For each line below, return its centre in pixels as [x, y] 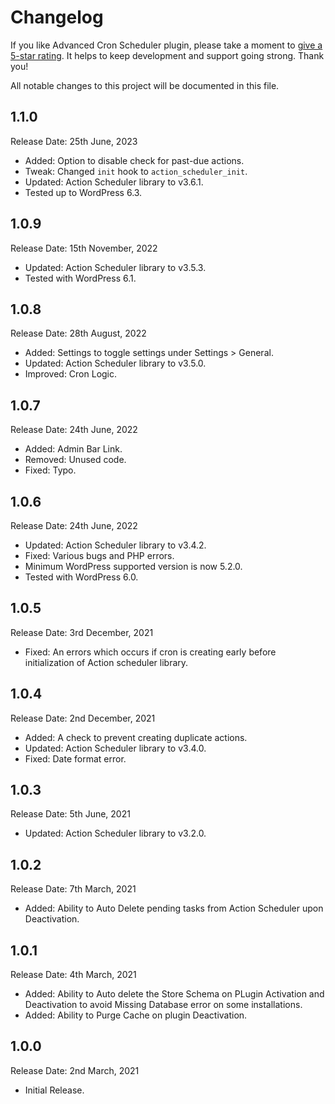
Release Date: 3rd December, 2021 [82, 632]
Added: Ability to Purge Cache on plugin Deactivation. [136, 1015]
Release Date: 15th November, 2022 [84, 248]
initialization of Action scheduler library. [106, 662]
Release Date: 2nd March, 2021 [75, 1070]
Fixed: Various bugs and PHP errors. [99, 555]
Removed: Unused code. [75, 460]
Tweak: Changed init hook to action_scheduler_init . [136, 171]
